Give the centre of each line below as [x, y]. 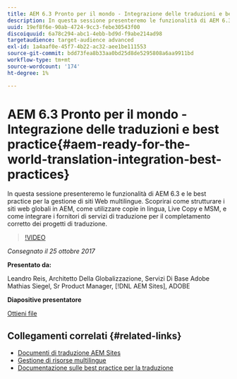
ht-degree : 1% [28, 73]
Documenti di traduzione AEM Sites [69, 353]
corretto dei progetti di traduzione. [57, 224]
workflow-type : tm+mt [39, 60]
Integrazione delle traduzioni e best [113, 129]
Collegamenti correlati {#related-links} [95, 336]
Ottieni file [22, 314]
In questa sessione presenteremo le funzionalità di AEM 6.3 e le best [107, 194]
